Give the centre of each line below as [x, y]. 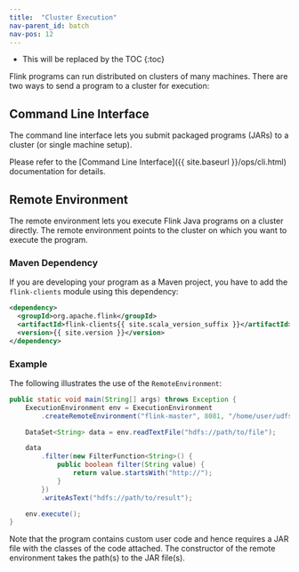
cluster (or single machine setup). [71, 145]
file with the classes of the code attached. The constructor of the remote [142, 549]
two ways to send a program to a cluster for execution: [109, 86]
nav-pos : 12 [31, 34]
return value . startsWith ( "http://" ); [143, 473]
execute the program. [49, 240]
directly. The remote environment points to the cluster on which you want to [148, 230]
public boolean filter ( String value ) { [130, 465]
